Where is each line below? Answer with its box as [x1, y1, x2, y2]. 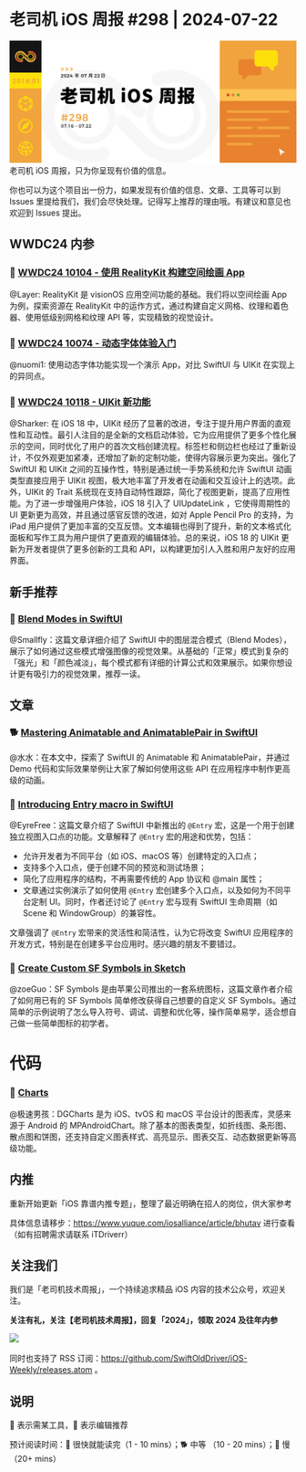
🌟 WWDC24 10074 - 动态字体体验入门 [9, 336, 177, 349]
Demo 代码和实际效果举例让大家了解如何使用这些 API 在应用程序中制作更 [9, 762, 283, 773]
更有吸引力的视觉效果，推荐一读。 [16, 668, 146, 679]
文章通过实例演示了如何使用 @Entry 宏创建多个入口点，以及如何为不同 [22, 884, 284, 896]
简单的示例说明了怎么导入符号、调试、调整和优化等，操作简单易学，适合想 [9, 1006, 289, 1017]
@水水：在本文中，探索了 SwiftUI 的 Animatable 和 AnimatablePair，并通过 [9, 752, 291, 762]
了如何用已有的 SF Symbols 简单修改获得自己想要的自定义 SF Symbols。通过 [9, 995, 297, 1006]
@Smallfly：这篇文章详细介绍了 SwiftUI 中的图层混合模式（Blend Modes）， [9, 635, 291, 645]
